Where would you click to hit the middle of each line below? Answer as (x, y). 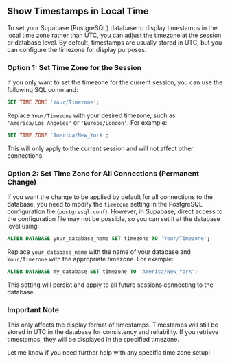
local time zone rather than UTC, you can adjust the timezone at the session (114, 35)
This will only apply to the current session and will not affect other (100, 148)
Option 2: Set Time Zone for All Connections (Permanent (103, 173)
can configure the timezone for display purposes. (77, 49)
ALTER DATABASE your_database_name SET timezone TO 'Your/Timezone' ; (109, 239)
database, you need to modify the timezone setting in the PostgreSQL (105, 204)
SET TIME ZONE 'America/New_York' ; (58, 135)
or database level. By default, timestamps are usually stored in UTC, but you (115, 42)
